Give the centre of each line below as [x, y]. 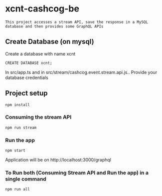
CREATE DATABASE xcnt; [29, 63]
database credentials [27, 77]
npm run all [17, 189]
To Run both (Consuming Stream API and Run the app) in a [77, 173]
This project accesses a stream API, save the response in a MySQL [77, 22]
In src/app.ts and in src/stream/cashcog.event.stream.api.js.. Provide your [81, 72]
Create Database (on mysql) [50, 42]
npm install [17, 105]
